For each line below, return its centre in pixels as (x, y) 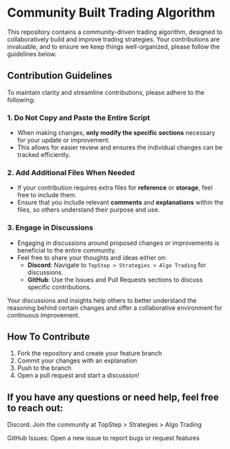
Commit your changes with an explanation (77, 360)
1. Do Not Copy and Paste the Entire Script (79, 118)
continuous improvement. (44, 315)
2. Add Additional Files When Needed (71, 172)
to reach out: (35, 408)
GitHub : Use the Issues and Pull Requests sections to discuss (115, 280)
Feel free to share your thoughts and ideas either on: (92, 257)
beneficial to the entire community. (67, 250)
